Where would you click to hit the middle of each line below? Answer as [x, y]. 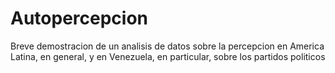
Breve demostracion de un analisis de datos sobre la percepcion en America [167, 46]
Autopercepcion [79, 18]
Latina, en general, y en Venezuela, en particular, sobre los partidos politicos [168, 56]
